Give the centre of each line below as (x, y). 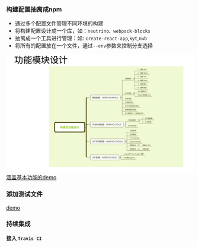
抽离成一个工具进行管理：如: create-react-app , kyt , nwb (81, 38)
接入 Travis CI (24, 238)
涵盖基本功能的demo (31, 178)
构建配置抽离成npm (34, 9)
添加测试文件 (25, 194)
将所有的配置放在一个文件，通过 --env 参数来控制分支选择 (84, 46)
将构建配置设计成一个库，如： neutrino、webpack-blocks (83, 31)
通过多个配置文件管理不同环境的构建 (59, 23)
